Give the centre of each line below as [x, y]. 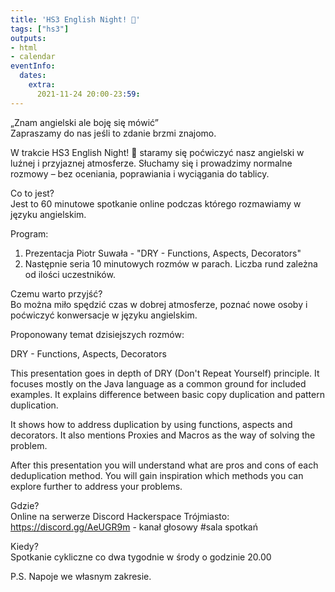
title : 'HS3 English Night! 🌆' [75, 19]
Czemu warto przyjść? [56, 293]
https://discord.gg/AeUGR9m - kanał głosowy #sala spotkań [134, 527]
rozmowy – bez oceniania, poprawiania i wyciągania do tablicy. [140, 173]
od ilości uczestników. [70, 274]
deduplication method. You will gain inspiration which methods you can [157, 475]
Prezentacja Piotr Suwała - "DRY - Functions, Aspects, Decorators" [163, 253]
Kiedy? [24, 546]
